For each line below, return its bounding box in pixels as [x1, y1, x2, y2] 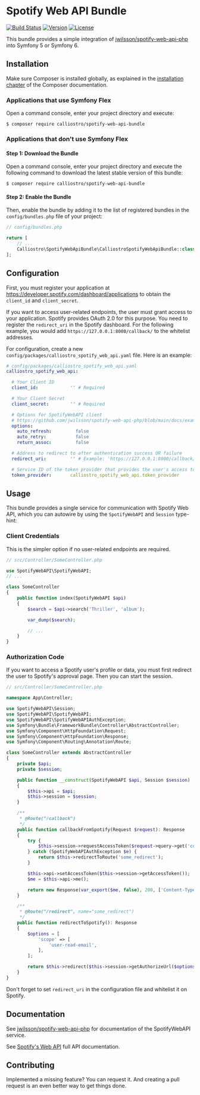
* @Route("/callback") [19, 816, 76, 822]
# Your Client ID [11, 379, 55, 385]
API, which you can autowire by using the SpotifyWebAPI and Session [6, 511, 174, 518]
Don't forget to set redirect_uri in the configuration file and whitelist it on [6, 985, 187, 993]
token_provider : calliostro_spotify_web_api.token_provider [11, 472, 180, 478]
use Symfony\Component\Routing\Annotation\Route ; [6, 739, 132, 745]
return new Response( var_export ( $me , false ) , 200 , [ [27, 886, 161, 893]
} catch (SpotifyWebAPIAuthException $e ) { [27, 849, 137, 855]
